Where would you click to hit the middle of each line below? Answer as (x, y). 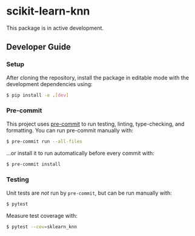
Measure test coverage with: (42, 215)
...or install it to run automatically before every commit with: (80, 153)
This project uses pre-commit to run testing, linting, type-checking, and (95, 124)
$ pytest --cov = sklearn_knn (42, 227)
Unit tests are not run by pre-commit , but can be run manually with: (89, 193)
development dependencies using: (49, 84)
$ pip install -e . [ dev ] (38, 95)
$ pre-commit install (34, 164)
